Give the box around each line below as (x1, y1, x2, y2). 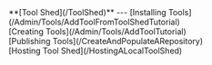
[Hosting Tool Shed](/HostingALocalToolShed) (8, 45, 183, 56)
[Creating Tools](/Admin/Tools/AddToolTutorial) (8, 26, 187, 37)
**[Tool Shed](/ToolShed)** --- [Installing (8, 7, 167, 17)
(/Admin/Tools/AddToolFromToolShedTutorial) (8, 16, 181, 27)
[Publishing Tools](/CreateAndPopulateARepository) (8, 36, 204, 46)
